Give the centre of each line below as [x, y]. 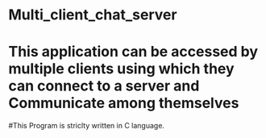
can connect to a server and [104, 86]
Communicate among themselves [124, 103]
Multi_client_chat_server [93, 15]
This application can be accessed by [133, 52]
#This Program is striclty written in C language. [87, 126]
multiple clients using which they [122, 69]
